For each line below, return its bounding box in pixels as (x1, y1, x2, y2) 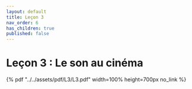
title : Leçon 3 (6, 14, 44, 20)
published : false (6, 31, 49, 37)
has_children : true (6, 25, 55, 31)
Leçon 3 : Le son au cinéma (6, 56, 144, 70)
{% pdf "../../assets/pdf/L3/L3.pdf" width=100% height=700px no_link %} (6, 76, 187, 83)
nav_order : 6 (6, 20, 39, 26)
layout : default (6, 8, 47, 15)
